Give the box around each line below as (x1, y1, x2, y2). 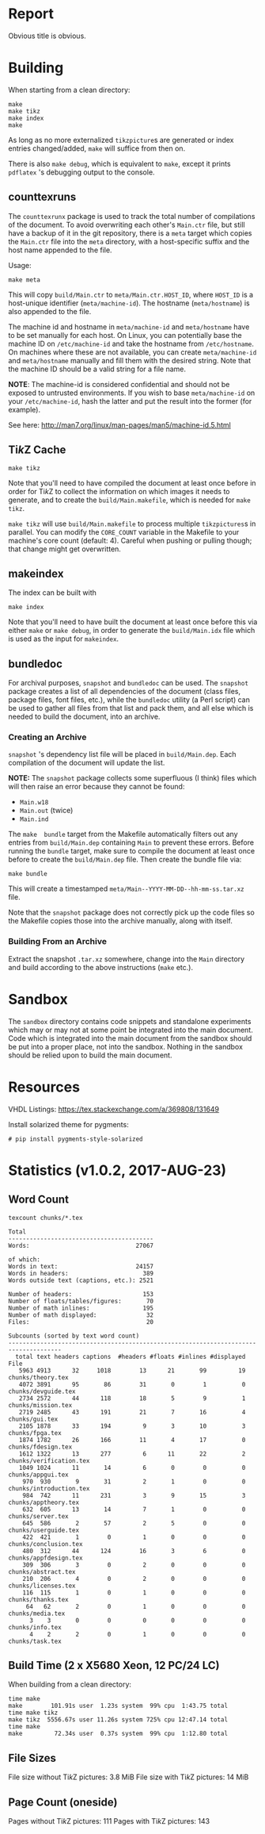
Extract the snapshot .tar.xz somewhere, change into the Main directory (8, 953, 245, 964)
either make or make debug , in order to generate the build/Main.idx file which (8, 626, 256, 635)
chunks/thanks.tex (8, 1595, 69, 1603)
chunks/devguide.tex (8, 1387, 77, 1395)
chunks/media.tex (8, 1610, 66, 1617)
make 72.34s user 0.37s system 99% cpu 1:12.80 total (8, 1730, 228, 1738)
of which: (8, 1255, 41, 1264)
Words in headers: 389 (8, 1269, 154, 1277)
